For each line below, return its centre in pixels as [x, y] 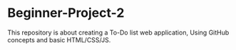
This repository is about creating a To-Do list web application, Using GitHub [118, 32]
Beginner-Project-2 [66, 13]
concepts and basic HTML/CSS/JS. [59, 39]
